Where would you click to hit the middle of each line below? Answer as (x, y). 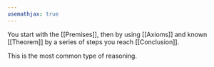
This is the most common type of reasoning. (72, 56)
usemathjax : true (33, 14)
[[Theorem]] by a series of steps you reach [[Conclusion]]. (93, 42)
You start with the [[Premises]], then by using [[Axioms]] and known (107, 34)
